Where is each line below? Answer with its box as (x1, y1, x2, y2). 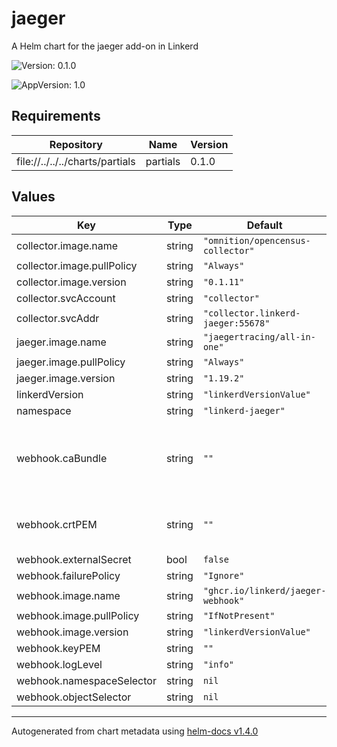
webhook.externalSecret (16, 552, 132, 566)
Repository (49, 137, 103, 151)
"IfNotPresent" (202, 610, 276, 621)
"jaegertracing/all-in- (202, 331, 316, 342)
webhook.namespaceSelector (16, 673, 157, 687)
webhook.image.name (16, 588, 121, 602)
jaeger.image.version (16, 371, 116, 385)
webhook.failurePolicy (16, 568, 121, 582)
